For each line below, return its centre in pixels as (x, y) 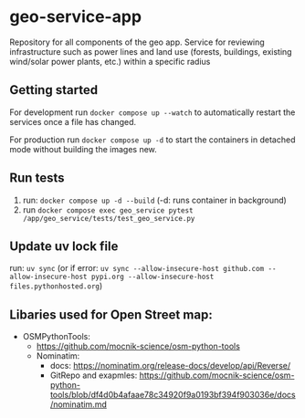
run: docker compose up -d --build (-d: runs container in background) (155, 200)
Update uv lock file (64, 246)
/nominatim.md (78, 404)
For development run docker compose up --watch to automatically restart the (152, 112)
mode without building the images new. (83, 149)
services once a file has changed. (73, 121)
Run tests (37, 178)
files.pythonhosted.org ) (56, 286)
